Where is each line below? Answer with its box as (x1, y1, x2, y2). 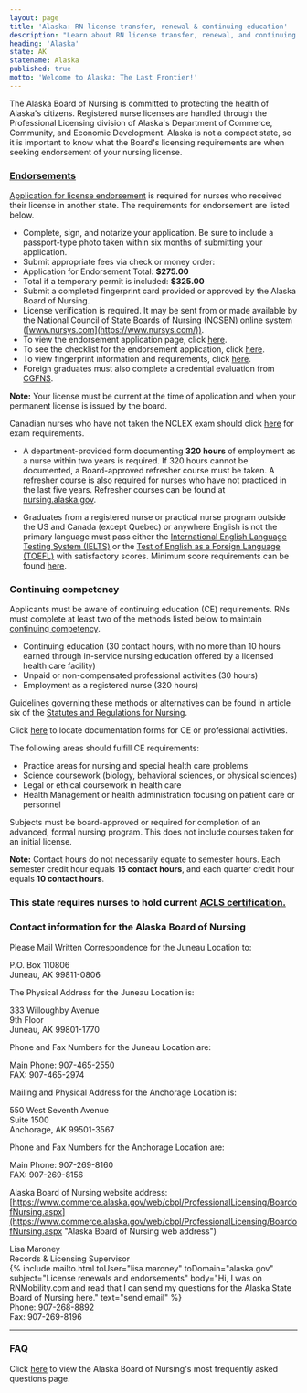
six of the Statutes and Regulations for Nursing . (9, 707, 187, 718)
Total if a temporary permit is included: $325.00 (22, 276, 205, 287)
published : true (9, 65, 71, 74)
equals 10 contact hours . (9, 874, 105, 885)
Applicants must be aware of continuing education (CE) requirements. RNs (9, 604, 291, 615)
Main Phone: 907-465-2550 (9, 1059, 115, 1070)
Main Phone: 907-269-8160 (9, 1159, 114, 1170)
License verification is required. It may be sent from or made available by (22, 305, 298, 316)
